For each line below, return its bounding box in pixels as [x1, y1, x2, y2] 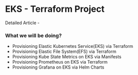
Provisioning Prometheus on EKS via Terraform [12, 59, 108, 65]
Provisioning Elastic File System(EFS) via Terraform [12, 48, 117, 55]
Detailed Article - [5, 20, 40, 26]
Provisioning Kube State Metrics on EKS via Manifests [12, 54, 122, 60]
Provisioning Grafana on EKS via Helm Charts [12, 64, 104, 70]
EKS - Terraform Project [5, 3, 105, 15]
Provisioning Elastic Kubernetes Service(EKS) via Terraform [12, 43, 134, 49]
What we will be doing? [5, 32, 62, 39]
